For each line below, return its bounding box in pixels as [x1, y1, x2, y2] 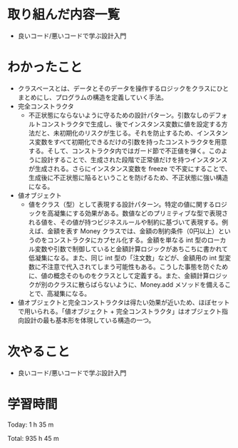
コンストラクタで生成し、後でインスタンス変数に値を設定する [41, 119, 222, 128]
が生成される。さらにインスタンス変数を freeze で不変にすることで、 [28, 164, 232, 173]
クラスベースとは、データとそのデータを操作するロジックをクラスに [17, 83, 217, 93]
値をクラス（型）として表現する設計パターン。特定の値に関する [28, 200, 215, 208]
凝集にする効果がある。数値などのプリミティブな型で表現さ [53, 208, 228, 218]
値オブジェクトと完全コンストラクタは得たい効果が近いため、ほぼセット [17, 297, 230, 307]
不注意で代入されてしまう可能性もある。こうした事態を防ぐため [41, 262, 229, 271]
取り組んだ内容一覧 [7, 6, 120, 23]
